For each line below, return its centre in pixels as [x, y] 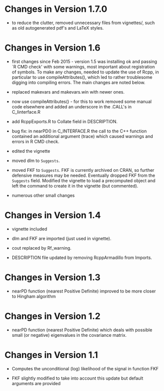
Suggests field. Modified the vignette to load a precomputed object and [83, 180]
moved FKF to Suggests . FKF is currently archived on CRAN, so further [83, 170]
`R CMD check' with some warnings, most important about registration [83, 66]
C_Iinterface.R [26, 112]
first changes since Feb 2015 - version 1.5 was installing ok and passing [84, 61]
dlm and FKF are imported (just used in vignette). [62, 238]
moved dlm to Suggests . [36, 161]
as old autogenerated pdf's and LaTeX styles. [58, 28]
